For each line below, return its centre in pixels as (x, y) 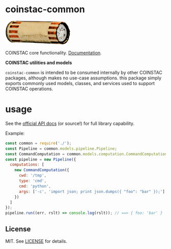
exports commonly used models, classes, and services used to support (80, 83)
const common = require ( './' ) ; (38, 143)
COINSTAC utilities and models (39, 63)
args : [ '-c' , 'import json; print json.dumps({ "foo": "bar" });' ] (92, 191)
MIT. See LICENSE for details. (36, 241)
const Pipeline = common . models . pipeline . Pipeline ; (61, 149)
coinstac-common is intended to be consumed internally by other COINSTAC (84, 72)
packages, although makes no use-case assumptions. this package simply (83, 78)
